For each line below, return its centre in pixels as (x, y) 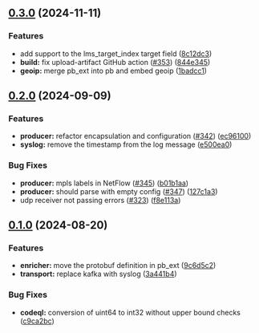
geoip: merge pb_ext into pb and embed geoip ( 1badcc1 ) (113, 71)
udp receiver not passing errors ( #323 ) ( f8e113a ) (100, 200)
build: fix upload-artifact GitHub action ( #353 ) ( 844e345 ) (115, 62)
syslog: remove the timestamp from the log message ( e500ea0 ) (126, 144)
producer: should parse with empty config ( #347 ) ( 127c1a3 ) (119, 191)
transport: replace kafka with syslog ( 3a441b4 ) (99, 274)
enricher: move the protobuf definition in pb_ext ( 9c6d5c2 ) (118, 266)
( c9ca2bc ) (37, 321)
